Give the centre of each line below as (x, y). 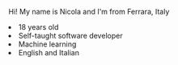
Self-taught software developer (71, 36)
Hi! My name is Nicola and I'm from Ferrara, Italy (89, 12)
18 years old (39, 27)
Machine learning (48, 44)
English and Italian (49, 53)
